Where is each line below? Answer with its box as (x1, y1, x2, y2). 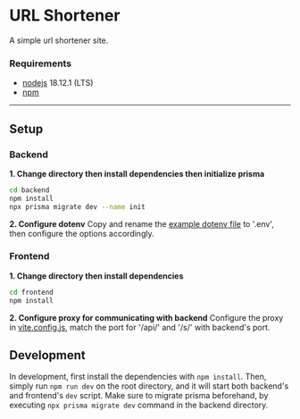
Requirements (9, 57, 72, 70)
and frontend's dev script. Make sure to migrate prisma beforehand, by (9, 390, 269, 401)
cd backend (9, 185, 50, 195)
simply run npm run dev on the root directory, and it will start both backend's (9, 381, 289, 391)
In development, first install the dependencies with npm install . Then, (9, 372, 267, 382)
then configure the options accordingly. (9, 228, 154, 239)
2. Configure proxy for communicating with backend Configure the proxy (9, 312, 284, 323)
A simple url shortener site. (9, 35, 109, 46)
